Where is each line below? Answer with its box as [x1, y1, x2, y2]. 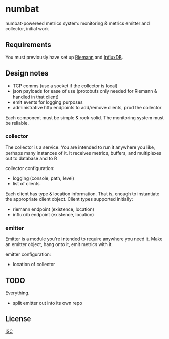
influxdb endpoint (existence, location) [12, 211, 94, 217]
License [5, 314, 31, 324]
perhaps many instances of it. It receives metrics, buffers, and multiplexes [5, 149, 162, 156]
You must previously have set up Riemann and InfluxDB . [5, 54, 123, 60]
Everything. [5, 290, 30, 296]
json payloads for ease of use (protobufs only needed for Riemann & [12, 88, 157, 94]
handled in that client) [12, 93, 59, 100]
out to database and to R [5, 155, 57, 161]
